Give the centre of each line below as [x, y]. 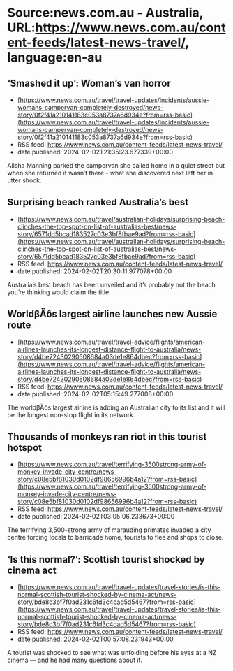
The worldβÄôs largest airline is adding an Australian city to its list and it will [116, 407]
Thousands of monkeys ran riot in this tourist [107, 437]
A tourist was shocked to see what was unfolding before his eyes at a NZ [112, 653]
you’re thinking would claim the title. [59, 292]
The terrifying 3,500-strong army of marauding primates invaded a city [109, 530]
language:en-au [55, 58]
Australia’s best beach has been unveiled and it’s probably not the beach [112, 284]
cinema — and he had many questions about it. [75, 660]
